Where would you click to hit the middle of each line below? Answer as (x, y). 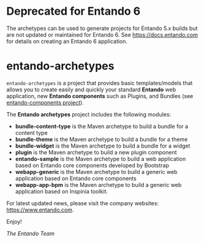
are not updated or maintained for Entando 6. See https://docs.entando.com (102, 34)
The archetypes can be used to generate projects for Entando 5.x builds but (102, 28)
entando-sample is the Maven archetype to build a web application (100, 159)
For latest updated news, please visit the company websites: (83, 203)
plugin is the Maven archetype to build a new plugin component (96, 152)
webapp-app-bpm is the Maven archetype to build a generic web (98, 184)
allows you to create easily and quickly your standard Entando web (91, 89)
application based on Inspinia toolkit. (62, 191)
